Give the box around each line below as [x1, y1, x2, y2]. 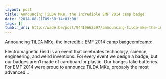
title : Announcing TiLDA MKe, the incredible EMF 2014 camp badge [5, 12, 145, 17]
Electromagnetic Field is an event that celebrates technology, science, [5, 49, 148, 54]
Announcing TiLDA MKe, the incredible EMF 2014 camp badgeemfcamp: [5, 39, 153, 45]
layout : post [5, 7, 32, 12]
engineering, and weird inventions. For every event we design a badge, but [5, 53, 158, 59]
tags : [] [5, 21, 23, 26]
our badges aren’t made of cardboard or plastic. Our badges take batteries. [5, 59, 159, 65]
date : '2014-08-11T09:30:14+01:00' [5, 16, 79, 21]
